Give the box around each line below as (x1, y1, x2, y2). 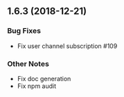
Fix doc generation (17, 74, 71, 83)
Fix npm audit (17, 82, 57, 90)
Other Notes (7, 58, 50, 68)
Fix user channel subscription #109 (17, 41, 118, 50)
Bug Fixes (7, 26, 42, 36)
